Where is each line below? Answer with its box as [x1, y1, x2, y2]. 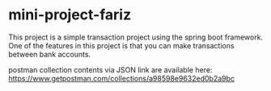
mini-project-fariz [8, 6, 132, 24]
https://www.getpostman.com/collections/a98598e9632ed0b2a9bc [8, 73, 235, 83]
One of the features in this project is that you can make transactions [8, 40, 235, 50]
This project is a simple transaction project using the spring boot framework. [8, 32, 264, 42]
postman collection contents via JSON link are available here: [8, 64, 213, 74]
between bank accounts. [8, 49, 91, 59]
